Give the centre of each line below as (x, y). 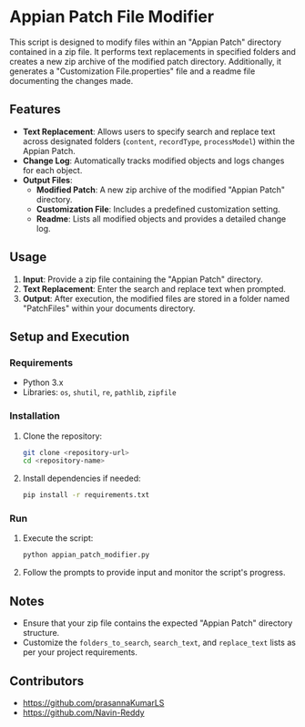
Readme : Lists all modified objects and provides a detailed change (161, 218)
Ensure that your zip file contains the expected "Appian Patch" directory (158, 623)
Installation (35, 416)
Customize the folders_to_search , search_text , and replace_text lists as (159, 643)
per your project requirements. (80, 652)
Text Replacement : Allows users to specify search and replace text (149, 131)
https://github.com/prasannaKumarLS (93, 702)
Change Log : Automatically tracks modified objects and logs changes (153, 161)
